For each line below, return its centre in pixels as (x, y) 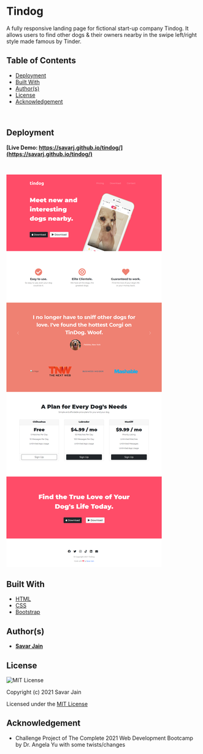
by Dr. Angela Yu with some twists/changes (70, 744)
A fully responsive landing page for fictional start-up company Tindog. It (98, 28)
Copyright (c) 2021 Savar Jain (44, 692)
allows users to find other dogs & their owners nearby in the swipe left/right (102, 34)
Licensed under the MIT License (47, 704)
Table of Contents (41, 60)
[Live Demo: (22, 147)
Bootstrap (28, 612)
